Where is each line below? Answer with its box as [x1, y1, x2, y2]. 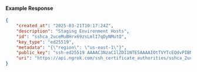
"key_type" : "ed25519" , [16, 39, 75, 45]
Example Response [5, 5, 54, 12]
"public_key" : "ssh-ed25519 [16, 50, 85, 56]
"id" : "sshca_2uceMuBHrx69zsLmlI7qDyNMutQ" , [16, 34, 127, 39]
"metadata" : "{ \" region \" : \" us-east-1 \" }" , [16, 44, 127, 51]
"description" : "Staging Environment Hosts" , [16, 28, 130, 34]
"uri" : [16, 55, 32, 61]
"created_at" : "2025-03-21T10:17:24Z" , [16, 23, 114, 29]
